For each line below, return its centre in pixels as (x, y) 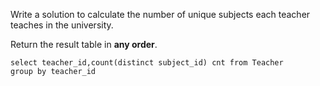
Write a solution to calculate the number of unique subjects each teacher (160, 14)
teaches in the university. (62, 25)
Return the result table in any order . (84, 44)
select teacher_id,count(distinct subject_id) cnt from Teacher (147, 63)
